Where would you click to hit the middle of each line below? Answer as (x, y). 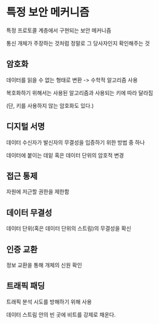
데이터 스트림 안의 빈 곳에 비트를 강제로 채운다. (61, 314)
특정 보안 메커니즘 (48, 12)
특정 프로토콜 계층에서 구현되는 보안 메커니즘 (59, 30)
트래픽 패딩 (26, 286)
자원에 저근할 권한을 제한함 (38, 192)
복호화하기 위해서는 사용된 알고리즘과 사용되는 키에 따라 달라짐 (80, 93)
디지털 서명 (26, 127)
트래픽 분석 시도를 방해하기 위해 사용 (49, 302)
